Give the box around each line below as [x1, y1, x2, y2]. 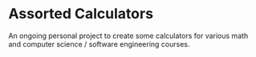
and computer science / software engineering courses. [8, 39, 190, 48]
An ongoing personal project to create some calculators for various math [8, 31, 249, 40]
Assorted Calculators [8, 5, 154, 23]
